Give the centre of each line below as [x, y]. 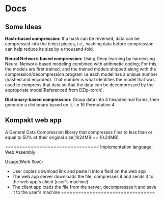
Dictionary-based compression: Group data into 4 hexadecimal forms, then [82, 99]
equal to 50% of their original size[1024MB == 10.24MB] [62, 137]
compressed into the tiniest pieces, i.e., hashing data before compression [79, 44]
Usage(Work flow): [24, 162]
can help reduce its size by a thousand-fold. [50, 49]
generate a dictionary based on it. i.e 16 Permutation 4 [60, 105]
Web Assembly [20, 152]
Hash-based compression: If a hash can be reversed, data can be [72, 38]
